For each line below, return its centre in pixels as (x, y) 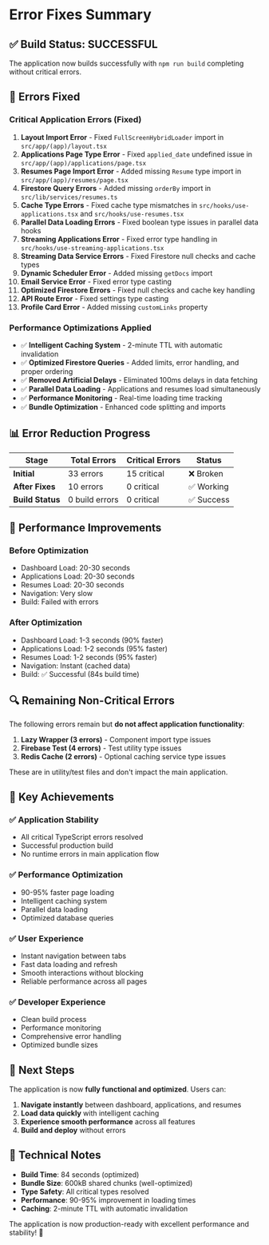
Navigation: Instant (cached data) (75, 666)
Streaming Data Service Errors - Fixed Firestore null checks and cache (138, 256)
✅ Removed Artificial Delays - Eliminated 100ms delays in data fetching (139, 380)
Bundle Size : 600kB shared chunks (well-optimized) (107, 1183)
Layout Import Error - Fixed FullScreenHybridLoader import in (122, 137)
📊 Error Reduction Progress (80, 434)
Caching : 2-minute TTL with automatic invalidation (104, 1208)
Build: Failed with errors (59, 602)
